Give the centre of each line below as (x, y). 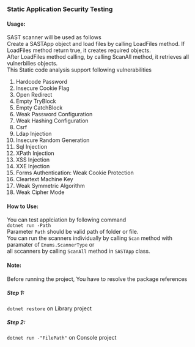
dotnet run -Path (29, 226)
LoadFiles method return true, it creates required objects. (79, 50)
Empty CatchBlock (39, 108)
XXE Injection (33, 166)
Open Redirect (34, 95)
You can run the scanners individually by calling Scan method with (90, 238)
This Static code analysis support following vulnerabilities (79, 70)
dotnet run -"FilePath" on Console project (62, 338)
